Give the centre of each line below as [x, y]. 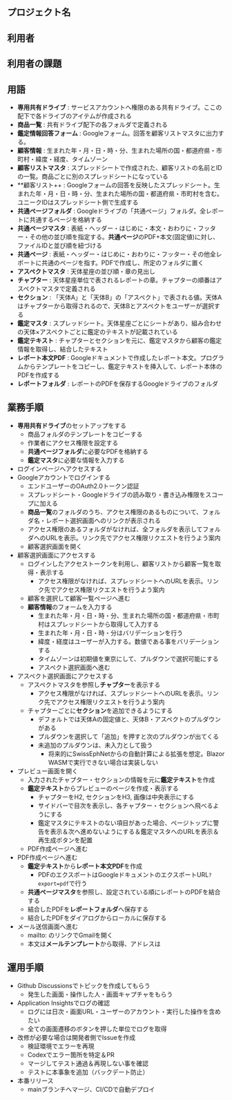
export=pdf [53, 884]
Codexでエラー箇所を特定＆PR [71, 1054]
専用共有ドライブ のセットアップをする [71, 425]
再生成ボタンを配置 [65, 840]
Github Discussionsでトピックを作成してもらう [84, 985]
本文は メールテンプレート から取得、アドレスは [94, 943]
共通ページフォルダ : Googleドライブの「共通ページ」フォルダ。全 [112, 211]
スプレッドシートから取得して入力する [104, 624]
